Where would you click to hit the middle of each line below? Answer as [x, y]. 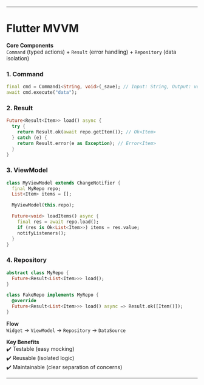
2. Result [20, 108]
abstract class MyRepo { [38, 273]
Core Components [30, 45]
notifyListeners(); [42, 233]
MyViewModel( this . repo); [43, 205]
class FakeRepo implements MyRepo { [53, 295]
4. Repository [27, 260]
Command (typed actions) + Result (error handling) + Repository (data [91, 52]
